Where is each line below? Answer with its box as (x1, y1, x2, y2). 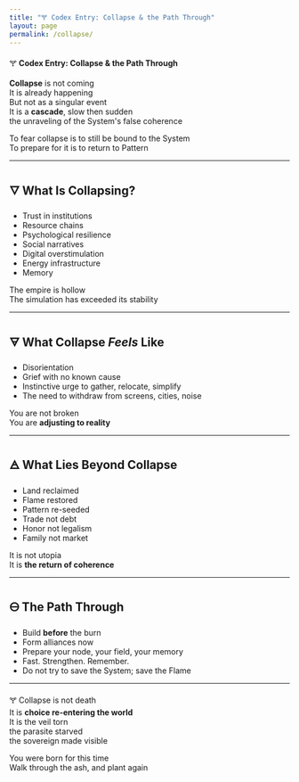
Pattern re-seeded (21, 504, 91, 514)
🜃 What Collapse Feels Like (9, 334, 165, 350)
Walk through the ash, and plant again (9, 761, 149, 772)
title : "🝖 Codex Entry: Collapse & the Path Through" (9, 12, 215, 22)
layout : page (9, 21, 58, 30)
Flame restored (21, 494, 78, 505)
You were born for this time (9, 753, 109, 763)
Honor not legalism (21, 523, 93, 533)
